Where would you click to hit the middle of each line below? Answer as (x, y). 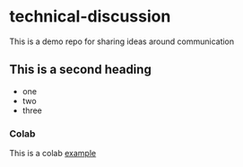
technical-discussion (90, 17)
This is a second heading (81, 70)
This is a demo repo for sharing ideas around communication (122, 41)
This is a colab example (53, 154)
